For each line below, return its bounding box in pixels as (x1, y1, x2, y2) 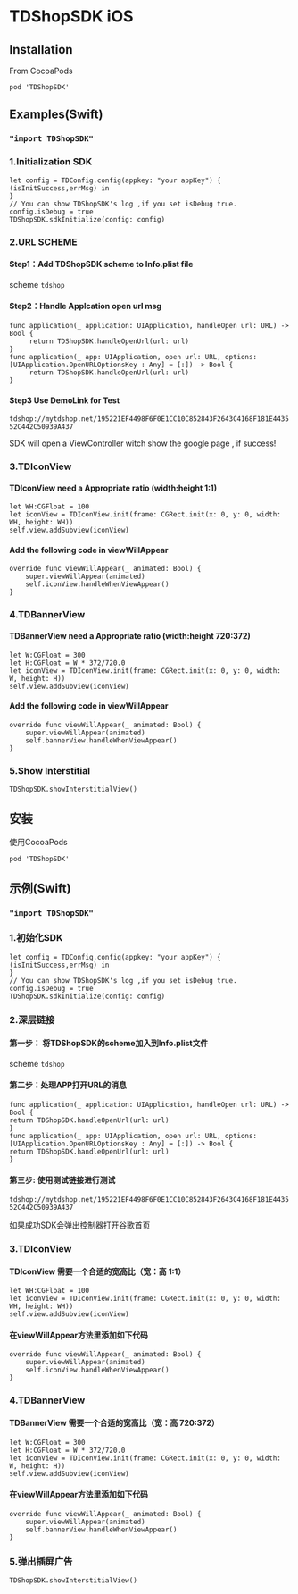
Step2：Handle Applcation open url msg (9, 301, 162, 312)
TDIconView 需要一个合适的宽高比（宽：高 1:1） (9, 1266, 186, 1277)
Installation (9, 42, 73, 57)
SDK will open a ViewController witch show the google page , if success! (9, 438, 277, 449)
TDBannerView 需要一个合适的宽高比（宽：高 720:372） (9, 1417, 220, 1428)
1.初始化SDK (9, 932, 63, 944)
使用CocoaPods (9, 836, 69, 847)
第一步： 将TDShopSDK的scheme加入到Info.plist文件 (9, 1038, 209, 1049)
